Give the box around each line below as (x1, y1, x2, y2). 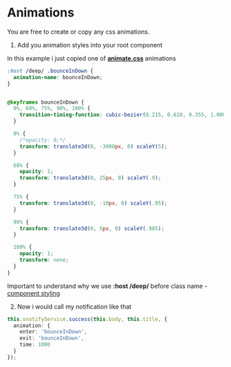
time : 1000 (19, 342, 51, 348)
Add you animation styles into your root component (16, 41, 163, 49)
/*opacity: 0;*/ (19, 136, 67, 144)
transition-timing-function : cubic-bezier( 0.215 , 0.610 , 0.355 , (19, 111, 208, 118)
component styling (7, 289, 60, 297)
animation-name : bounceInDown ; (13, 74, 103, 80)
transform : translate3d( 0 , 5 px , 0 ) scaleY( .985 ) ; (19, 225, 165, 232)
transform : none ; (19, 256, 69, 264)
